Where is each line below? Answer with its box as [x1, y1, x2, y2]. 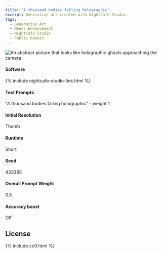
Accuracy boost [5, 203, 39, 209]
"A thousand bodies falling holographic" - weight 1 [5, 101, 110, 107]
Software [5, 66, 25, 72]
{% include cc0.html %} [5, 243, 55, 249]
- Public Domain [10, 36, 44, 41]
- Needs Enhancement [10, 26, 53, 31]
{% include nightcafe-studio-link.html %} [5, 78, 91, 84]
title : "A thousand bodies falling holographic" [5, 7, 110, 13]
